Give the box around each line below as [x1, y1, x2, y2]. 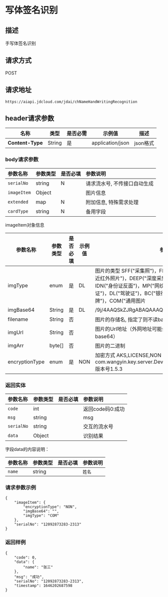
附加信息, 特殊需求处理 [85, 199, 139, 206]
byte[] [49, 342, 64, 349]
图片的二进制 [94, 342, 125, 349]
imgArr [7, 342, 24, 349]
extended [7, 199, 28, 205]
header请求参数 [5, 114, 54, 123]
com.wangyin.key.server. [94, 358, 154, 365]
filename [7, 316, 28, 323]
